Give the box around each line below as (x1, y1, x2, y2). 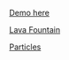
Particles (9, 41, 42, 52)
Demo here (9, 8, 50, 18)
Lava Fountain (9, 25, 60, 34)
